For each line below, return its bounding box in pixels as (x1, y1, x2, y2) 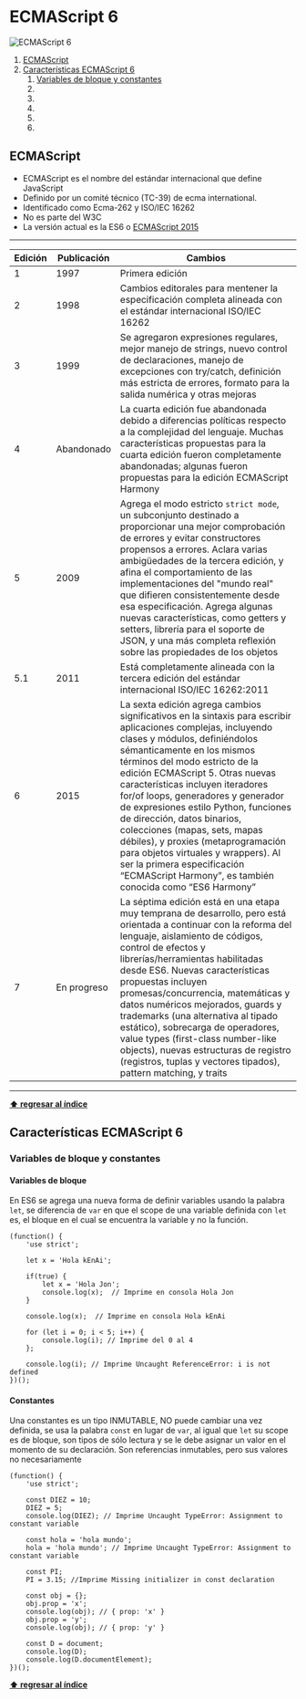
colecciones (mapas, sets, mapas (119, 823, 264, 836)
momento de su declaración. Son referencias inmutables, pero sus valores (9, 1444, 289, 1455)
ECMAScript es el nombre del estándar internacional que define (22, 172, 262, 183)
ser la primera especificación (119, 858, 245, 870)
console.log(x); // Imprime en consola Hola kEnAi (25, 1312, 226, 1321)
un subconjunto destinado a (119, 508, 240, 521)
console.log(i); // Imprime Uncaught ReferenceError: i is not (25, 1360, 271, 1370)
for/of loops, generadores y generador (119, 789, 285, 802)
